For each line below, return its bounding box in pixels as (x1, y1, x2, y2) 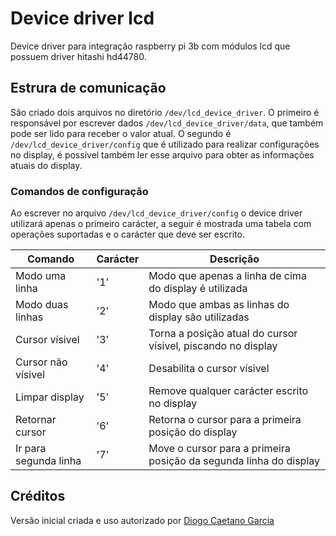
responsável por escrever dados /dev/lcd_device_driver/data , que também (10, 117, 324, 129)
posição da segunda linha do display (148, 454, 320, 468)
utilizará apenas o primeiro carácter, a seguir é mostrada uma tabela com (10, 218, 312, 230)
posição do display (148, 425, 238, 439)
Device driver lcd (10, 7, 155, 30)
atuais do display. (10, 159, 83, 171)
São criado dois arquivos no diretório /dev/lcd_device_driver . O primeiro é (10, 106, 320, 118)
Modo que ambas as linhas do (148, 298, 290, 312)
